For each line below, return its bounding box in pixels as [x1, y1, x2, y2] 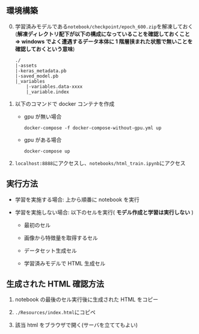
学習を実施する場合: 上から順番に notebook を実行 [14, 196, 139, 203]
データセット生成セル [23, 247, 77, 254]
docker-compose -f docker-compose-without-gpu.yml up [23, 125, 162, 131]
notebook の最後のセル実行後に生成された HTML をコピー [14, 296, 158, 303]
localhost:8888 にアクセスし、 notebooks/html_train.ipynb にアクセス [14, 159, 186, 166]
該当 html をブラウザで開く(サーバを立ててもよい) [14, 321, 138, 329]
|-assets [14, 62, 37, 68]
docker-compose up [23, 148, 70, 154]
